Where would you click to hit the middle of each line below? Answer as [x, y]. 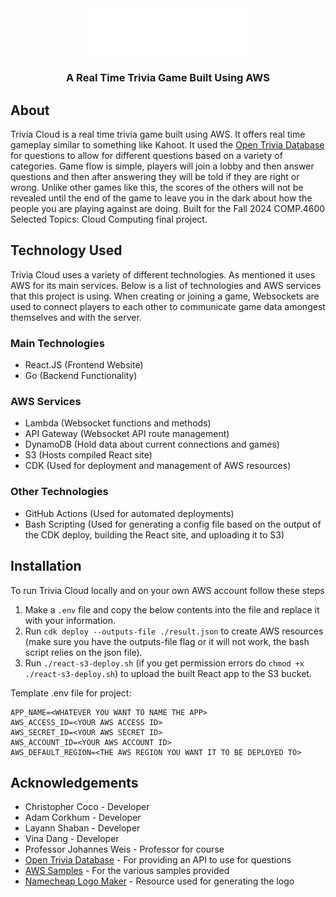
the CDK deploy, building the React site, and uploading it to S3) [154, 534]
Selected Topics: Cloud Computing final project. [109, 219]
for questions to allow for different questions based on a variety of [146, 156]
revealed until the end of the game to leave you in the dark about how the [161, 198]
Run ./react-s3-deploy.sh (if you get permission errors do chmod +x [164, 663]
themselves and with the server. [76, 317]
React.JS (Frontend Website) [84, 365]
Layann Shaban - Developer [82, 828]
